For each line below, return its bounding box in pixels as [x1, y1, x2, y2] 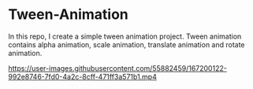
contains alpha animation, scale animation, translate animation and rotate [8, 39, 246, 49]
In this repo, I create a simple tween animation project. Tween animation [8, 32, 242, 41]
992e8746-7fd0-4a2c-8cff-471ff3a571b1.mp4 [8, 72, 158, 81]
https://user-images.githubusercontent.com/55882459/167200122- [8, 63, 227, 72]
